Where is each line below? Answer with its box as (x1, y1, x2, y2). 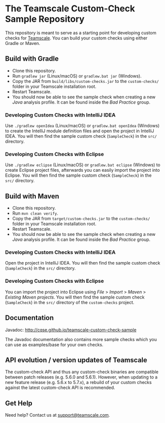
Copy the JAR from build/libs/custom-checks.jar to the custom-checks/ (12, 78, 159, 84)
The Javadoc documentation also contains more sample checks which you (5, 336, 157, 342)
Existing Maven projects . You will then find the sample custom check (5, 294, 145, 300)
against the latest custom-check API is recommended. (5, 385, 115, 390)
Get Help (5, 399, 33, 407)
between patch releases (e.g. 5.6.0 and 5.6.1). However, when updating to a (5, 374, 158, 380)
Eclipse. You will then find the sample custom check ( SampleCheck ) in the (5, 172, 152, 178)
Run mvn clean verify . (12, 210, 58, 216)
